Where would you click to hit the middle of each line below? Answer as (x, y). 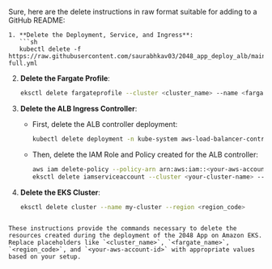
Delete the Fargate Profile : (65, 78)
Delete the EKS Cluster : (60, 192)
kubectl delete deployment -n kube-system (105, 139)
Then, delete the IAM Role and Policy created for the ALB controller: (145, 154)
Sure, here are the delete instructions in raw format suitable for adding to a (133, 12)
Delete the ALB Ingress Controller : (79, 108)
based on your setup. (45, 257)
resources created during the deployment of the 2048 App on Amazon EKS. (136, 236)
